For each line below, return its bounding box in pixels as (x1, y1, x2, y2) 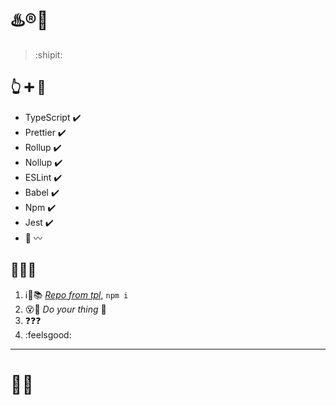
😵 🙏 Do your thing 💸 (24, 303, 107, 315)
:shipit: (34, 48, 63, 61)
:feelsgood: (24, 328, 72, 341)
